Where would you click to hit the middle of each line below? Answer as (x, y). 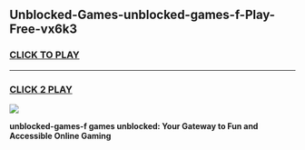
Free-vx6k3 (43, 30)
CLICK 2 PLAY (41, 89)
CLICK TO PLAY (44, 55)
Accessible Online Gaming (60, 135)
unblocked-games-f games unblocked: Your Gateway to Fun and (134, 125)
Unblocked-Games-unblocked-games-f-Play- (142, 15)
